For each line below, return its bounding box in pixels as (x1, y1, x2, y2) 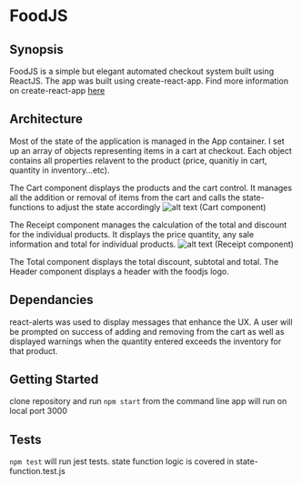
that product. (9, 345, 58, 356)
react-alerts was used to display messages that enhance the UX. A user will (9, 316, 293, 328)
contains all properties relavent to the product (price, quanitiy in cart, (9, 155, 267, 166)
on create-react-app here (9, 86, 106, 96)
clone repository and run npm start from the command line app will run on (9, 396, 287, 407)
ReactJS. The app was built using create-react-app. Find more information (9, 76, 289, 86)
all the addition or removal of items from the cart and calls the (9, 192, 241, 203)
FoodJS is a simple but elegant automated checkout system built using (9, 66, 275, 76)
